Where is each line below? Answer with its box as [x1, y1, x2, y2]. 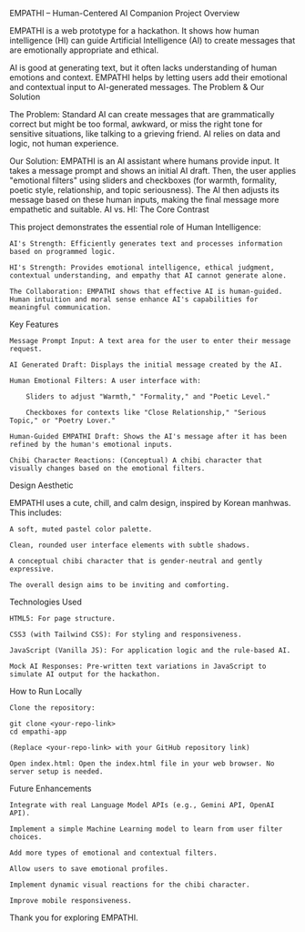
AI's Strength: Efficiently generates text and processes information [9, 239, 283, 248]
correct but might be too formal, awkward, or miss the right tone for [9, 118, 263, 129]
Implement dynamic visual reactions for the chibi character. [9, 880, 250, 889]
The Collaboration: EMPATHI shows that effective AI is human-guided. [9, 287, 283, 296]
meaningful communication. [9, 303, 112, 312]
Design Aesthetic [9, 480, 75, 491]
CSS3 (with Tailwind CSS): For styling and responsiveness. [9, 630, 243, 639]
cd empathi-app [9, 727, 67, 736]
